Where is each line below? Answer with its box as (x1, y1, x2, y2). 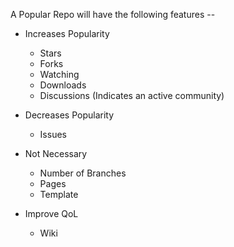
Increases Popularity (24, 28, 110, 39)
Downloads (39, 79, 87, 91)
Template (39, 189, 79, 200)
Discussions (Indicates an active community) (39, 90, 225, 101)
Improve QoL (24, 208, 79, 219)
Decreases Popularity (24, 109, 115, 121)
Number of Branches (39, 167, 127, 179)
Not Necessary (24, 148, 88, 159)
